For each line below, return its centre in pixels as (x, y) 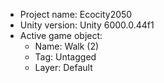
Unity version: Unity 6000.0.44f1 (87, 25)
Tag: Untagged (65, 57)
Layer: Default (63, 67)
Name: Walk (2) (67, 46)
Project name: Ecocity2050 (76, 14)
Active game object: (61, 35)
